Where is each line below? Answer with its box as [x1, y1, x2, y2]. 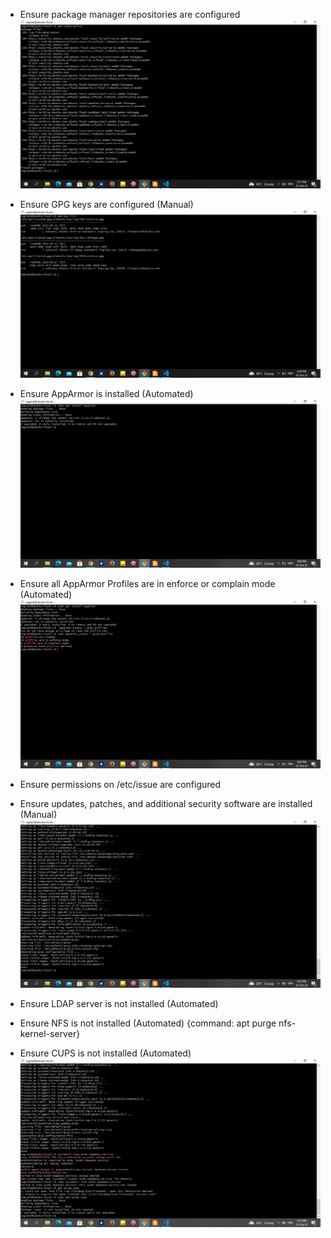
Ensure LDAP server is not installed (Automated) [19, 998, 219, 1010]
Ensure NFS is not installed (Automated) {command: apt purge [19, 1017, 277, 1029]
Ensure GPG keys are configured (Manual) [19, 198, 194, 210]
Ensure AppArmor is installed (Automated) [19, 388, 194, 400]
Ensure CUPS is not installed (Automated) [19, 1047, 192, 1059]
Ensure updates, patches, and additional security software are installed [19, 797, 313, 809]
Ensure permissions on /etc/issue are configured [19, 778, 222, 790]
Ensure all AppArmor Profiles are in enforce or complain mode [19, 577, 276, 589]
